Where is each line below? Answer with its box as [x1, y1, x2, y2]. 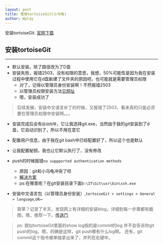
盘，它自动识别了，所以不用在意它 [12, 127, 81, 133]
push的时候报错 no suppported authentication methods [12, 158, 122, 164]
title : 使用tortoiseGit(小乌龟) [5, 12, 67, 16]
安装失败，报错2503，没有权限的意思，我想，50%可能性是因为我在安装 [12, 70, 156, 76]
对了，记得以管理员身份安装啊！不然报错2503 [19, 82, 111, 88]
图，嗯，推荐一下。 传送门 [16, 212, 68, 218]
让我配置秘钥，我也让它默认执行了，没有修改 [12, 147, 102, 153]
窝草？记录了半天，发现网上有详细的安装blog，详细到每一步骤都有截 [16, 206, 154, 212]
